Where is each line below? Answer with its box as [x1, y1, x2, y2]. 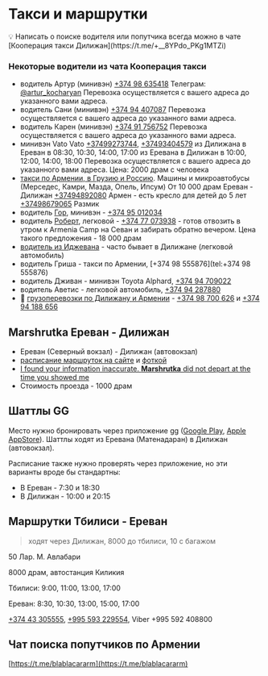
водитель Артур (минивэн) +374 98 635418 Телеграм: [19, 79, 207, 89]
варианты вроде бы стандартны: [8, 467, 121, 477]
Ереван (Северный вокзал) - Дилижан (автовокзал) [19, 347, 199, 357]
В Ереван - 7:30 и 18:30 [19, 482, 101, 492]
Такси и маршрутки [8, 5, 148, 23]
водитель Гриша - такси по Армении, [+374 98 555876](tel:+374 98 [19, 259, 251, 269]
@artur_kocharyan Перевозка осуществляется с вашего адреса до [19, 88, 249, 98]
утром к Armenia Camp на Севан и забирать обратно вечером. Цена [19, 225, 256, 235]
